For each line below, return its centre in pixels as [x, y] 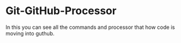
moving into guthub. [30, 33]
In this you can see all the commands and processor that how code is [90, 27]
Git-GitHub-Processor [61, 11]
